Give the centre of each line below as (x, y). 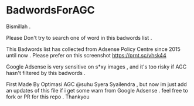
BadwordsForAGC (50, 10)
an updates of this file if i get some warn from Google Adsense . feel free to (97, 90)
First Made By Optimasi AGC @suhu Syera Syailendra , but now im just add (97, 84)
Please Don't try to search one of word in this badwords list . (79, 37)
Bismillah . (18, 26)
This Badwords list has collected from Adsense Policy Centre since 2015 (93, 49)
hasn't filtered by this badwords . (46, 73)
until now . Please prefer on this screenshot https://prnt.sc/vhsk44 (86, 55)
